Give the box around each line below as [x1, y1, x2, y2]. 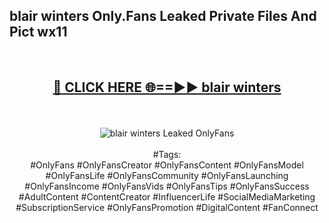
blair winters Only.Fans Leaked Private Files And [9, 8, 317, 25]
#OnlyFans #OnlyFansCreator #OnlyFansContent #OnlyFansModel [30, 159, 304, 171]
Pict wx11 [9, 24, 68, 41]
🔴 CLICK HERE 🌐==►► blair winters [52, 79, 282, 96]
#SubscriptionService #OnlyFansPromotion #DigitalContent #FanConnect [15, 201, 319, 213]
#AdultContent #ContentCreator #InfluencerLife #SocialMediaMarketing [18, 190, 316, 203]
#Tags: [152, 148, 182, 160]
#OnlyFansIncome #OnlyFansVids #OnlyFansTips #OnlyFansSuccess [24, 180, 310, 192]
